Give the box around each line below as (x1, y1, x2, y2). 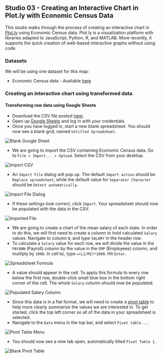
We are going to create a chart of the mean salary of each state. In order (12, 225, 158, 231)
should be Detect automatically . (12, 182, 78, 188)
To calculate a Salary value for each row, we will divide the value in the (12, 240, 154, 246)
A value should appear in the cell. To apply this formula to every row (12, 270, 149, 276)
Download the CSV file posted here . (12, 113, 84, 119)
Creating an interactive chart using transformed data (5, 90, 133, 97)
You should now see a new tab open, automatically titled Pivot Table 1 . (12, 338, 156, 344)
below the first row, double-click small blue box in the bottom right (12, 275, 145, 281)
